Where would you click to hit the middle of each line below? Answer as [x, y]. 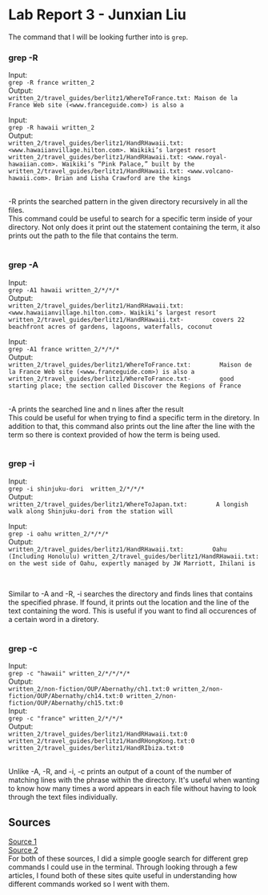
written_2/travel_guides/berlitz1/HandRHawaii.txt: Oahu [118, 549]
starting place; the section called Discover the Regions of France [125, 386]
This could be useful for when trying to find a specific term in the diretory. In [134, 417]
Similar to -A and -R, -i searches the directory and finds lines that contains [131, 593]
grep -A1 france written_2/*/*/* [64, 349]
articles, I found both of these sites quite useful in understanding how [123, 875]
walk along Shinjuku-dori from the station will [91, 511]
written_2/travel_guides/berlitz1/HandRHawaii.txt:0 [98, 734]
